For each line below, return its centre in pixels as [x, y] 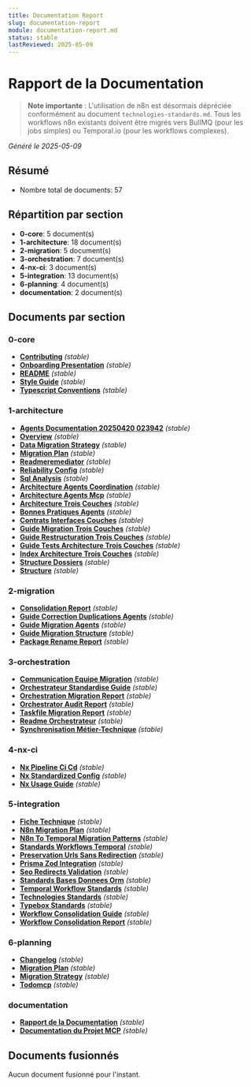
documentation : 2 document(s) [71, 292]
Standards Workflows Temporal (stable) [86, 846]
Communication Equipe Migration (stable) [89, 679]
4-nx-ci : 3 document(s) [58, 267]
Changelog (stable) [52, 960]
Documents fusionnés [64, 1055]
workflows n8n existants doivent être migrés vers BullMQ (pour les [135, 122]
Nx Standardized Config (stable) [73, 775]
